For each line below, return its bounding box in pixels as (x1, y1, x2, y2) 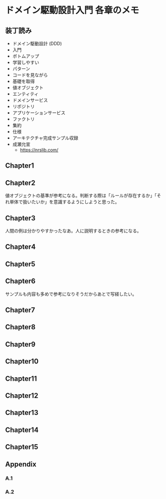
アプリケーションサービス (12, 110, 66, 116)
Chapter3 (5, 213, 36, 222)
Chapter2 (5, 178, 36, 187)
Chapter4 (5, 243, 36, 251)
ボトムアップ (12, 53, 39, 59)
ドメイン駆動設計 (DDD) (12, 41, 62, 46)
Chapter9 (5, 340, 36, 348)
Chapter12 (5, 391, 39, 400)
